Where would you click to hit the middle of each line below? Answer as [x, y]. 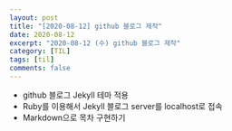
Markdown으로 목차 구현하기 [74, 117]
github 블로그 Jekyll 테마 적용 [75, 95]
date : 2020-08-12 [42, 34]
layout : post [34, 18]
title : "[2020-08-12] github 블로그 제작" [86, 26]
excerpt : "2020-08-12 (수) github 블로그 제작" [95, 43]
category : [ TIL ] [40, 51]
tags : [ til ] [32, 60]
